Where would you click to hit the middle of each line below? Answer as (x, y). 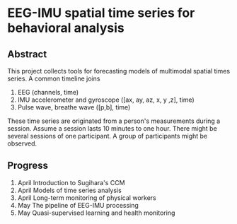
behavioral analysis (66, 28)
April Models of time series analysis (69, 190)
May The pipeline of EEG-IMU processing (78, 205)
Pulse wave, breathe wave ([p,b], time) (74, 107)
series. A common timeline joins (54, 78)
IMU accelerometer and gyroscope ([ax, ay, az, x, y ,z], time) (106, 100)
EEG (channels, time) (48, 92)
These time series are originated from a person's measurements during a (114, 121)
